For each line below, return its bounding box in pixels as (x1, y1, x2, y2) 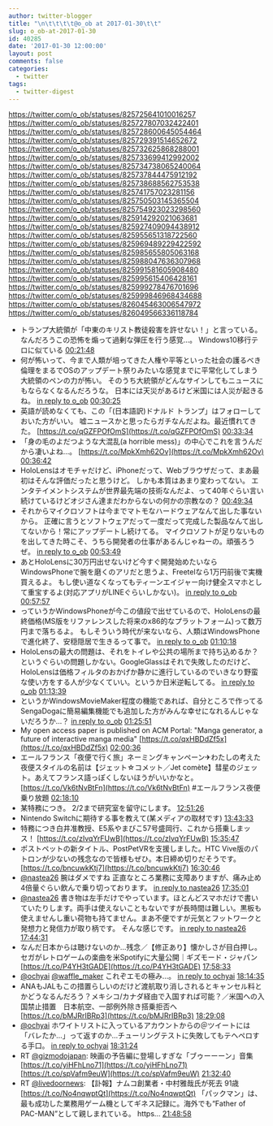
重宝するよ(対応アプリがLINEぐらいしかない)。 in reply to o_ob (27, 587, 237, 597)
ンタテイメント (19, 486, 71, 496)
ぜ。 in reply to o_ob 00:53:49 (19, 547, 122, 557)
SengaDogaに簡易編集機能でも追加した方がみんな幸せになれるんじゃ (19, 706, 252, 716)
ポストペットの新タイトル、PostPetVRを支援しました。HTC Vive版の (19, 844, 252, 854)
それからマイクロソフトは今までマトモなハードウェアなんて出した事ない (19, 506, 262, 516)
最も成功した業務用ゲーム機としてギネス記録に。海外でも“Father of (19, 1098, 246, 1109)
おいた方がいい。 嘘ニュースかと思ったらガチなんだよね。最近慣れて (19, 416, 250, 427)
